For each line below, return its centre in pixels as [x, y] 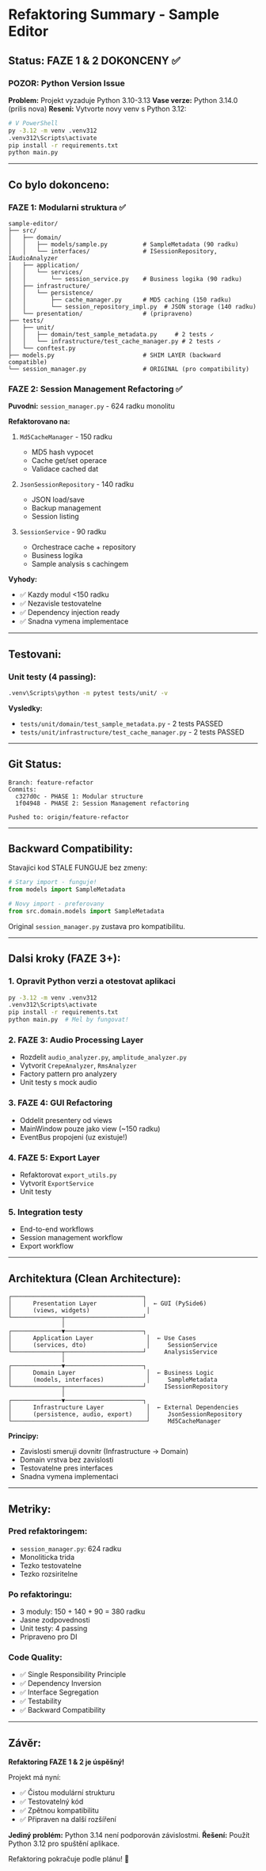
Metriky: [30, 1509]
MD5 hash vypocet [62, 452]
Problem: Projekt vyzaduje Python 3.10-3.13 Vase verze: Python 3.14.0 [123, 100]
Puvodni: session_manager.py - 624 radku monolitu [92, 406]
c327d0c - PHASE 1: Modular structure [80, 796]
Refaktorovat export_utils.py [68, 1175]
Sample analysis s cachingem [80, 564]
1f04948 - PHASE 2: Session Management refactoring [103, 803]
